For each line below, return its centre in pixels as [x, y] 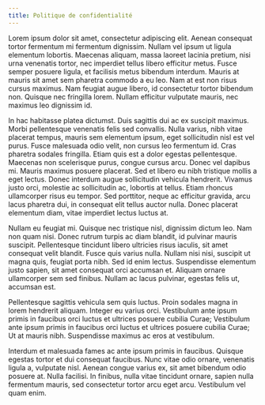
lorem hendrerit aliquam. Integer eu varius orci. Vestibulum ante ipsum [123, 310]
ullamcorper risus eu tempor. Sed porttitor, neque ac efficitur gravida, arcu [129, 196]
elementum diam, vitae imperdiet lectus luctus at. [88, 212]
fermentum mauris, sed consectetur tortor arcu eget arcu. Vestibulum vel [127, 384]
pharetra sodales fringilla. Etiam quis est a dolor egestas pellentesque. [123, 154]
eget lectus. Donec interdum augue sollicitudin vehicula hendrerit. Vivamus [131, 179]
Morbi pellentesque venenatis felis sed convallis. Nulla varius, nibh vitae [125, 129]
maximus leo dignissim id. [50, 105]
